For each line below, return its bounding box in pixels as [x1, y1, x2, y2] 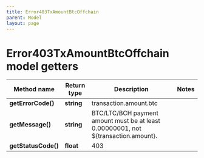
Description [114, 85, 149, 94]
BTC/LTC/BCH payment [91, 109, 159, 117]
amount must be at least [91, 117, 161, 125]
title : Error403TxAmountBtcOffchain [6, 9, 99, 15]
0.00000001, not [91, 124, 141, 132]
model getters [6, 59, 79, 73]
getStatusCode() [9, 142, 59, 150]
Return [65, 81, 86, 90]
